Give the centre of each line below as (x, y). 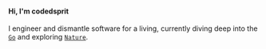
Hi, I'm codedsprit (39, 11)
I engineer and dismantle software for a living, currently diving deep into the (133, 28)
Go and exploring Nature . (48, 37)
